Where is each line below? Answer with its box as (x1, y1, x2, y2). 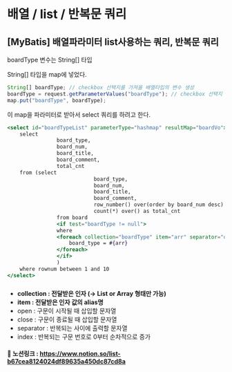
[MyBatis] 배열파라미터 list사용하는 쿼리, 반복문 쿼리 (7, 36, 220, 48)
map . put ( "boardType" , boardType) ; (7, 97, 107, 104)
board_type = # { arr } (68, 240, 128, 247)
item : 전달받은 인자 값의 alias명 (17, 298, 104, 306)
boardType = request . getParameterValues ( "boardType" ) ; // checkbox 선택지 (7, 91, 223, 97)
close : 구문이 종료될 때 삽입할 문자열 (17, 315, 117, 324)
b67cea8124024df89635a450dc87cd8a (7, 357, 126, 366)
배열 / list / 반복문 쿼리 (7, 6, 127, 22)
